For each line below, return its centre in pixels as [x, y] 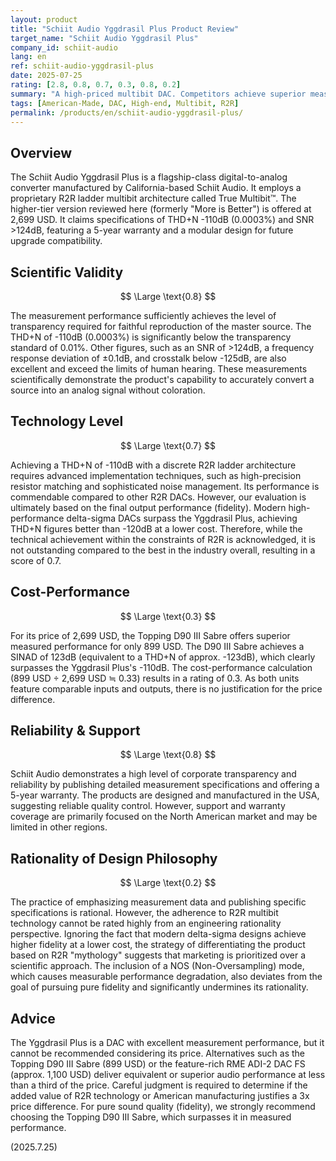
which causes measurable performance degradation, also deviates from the [166, 977]
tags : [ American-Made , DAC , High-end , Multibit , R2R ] [125, 103]
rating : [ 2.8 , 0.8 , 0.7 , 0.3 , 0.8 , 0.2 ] [96, 85]
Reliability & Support [75, 731]
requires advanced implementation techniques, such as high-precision [156, 475]
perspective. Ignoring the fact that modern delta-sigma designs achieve [158, 934]
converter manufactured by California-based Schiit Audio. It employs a [156, 188]
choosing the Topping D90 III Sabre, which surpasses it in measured [151, 1117]
